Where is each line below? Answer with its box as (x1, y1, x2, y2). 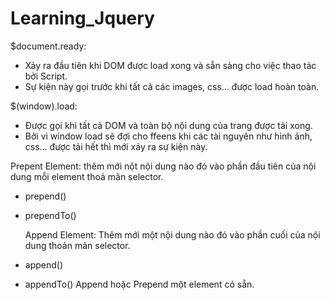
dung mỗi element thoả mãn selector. (10, 170, 164, 182)
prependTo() (24, 209, 77, 221)
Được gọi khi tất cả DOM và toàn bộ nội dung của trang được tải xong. (24, 119, 313, 131)
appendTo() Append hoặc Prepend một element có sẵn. (24, 278, 255, 290)
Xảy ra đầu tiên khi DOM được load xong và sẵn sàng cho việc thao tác (24, 59, 317, 71)
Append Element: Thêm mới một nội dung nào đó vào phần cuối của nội (24, 228, 321, 241)
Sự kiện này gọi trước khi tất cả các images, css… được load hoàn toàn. (24, 80, 320, 92)
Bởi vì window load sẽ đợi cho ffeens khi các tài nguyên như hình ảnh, (24, 130, 313, 142)
